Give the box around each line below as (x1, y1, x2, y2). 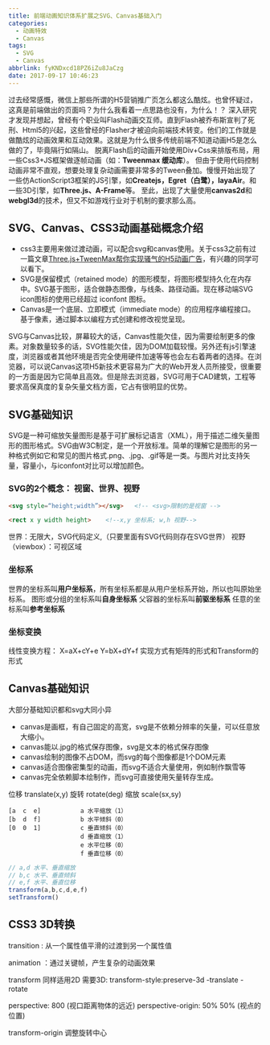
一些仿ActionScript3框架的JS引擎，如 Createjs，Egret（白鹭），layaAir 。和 (8, 175, 257, 185)
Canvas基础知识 (8, 682, 90, 696)
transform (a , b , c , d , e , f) (8, 886, 88, 894)
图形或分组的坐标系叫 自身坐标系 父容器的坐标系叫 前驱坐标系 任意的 (31, 593, 254, 604)
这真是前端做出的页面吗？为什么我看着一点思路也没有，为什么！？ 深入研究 (8, 105, 257, 114)
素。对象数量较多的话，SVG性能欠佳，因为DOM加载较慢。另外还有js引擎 (8, 341, 249, 351)
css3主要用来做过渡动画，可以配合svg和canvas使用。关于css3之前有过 (19, 244, 257, 254)
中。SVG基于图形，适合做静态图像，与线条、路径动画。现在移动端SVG (19, 284, 254, 294)
